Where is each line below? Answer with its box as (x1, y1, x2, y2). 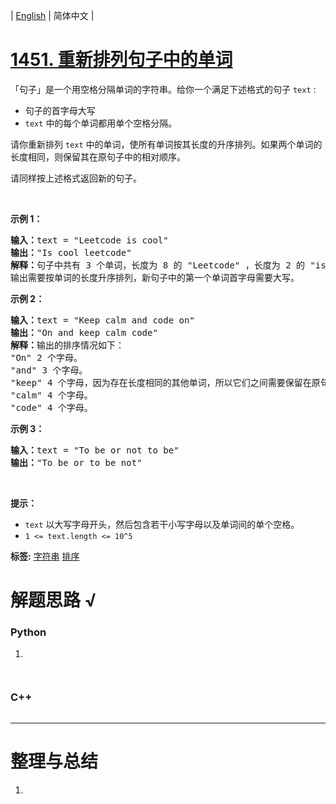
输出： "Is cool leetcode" (10, 247, 132, 258)
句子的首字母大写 (24, 104, 96, 116)
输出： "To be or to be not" (10, 457, 143, 468)
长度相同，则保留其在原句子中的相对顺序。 (10, 150, 186, 163)
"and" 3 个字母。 (10, 364, 88, 376)
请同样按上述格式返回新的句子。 (10, 172, 142, 184)
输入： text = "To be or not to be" (10, 444, 180, 456)
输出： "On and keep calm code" (10, 327, 158, 338)
